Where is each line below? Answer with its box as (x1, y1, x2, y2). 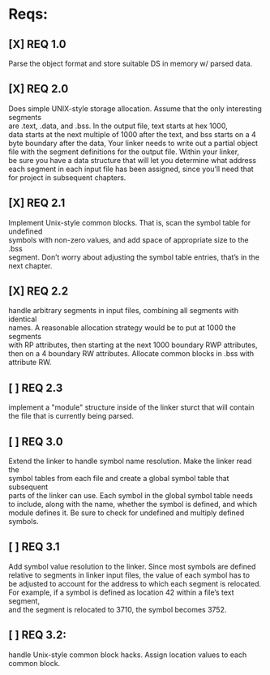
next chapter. (8, 260, 53, 270)
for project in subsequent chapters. (8, 172, 126, 183)
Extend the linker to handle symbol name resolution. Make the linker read (8, 456, 252, 466)
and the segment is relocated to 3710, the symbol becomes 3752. (8, 604, 227, 614)
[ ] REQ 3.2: (8, 628, 66, 642)
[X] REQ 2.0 (8, 82, 69, 96)
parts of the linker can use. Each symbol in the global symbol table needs (8, 491, 254, 501)
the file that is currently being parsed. (8, 411, 134, 421)
